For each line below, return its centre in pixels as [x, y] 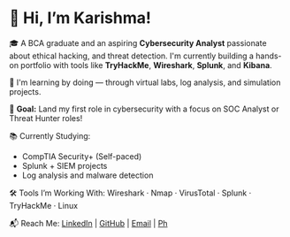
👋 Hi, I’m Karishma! [80, 18]
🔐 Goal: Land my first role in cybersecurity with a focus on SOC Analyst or [144, 109]
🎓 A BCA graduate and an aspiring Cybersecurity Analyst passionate [138, 42]
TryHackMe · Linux [43, 205]
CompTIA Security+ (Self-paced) [82, 156]
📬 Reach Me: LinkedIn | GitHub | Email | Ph [88, 223]
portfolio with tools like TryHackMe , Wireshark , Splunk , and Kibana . [146, 65]
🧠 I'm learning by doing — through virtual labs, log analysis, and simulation [145, 82]
